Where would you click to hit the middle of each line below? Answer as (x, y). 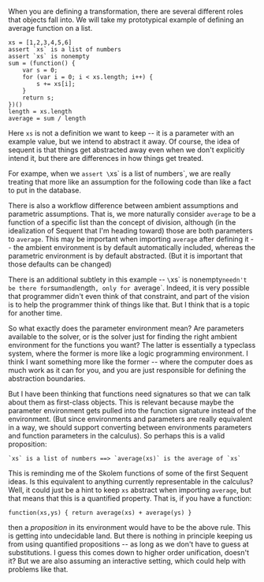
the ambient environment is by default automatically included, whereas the (134, 247)
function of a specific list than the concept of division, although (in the (122, 222)
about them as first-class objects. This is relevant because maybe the (121, 402)
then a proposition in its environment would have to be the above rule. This (129, 527)
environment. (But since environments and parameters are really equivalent (130, 419)
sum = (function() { (42, 63)
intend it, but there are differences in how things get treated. (106, 158)
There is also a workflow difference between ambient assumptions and (123, 205)
